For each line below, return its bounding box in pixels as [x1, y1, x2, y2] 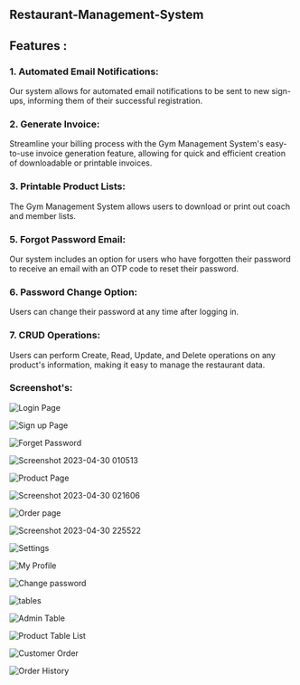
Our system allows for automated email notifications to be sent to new [9, 86, 270, 97]
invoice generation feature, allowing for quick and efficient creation [35, 148, 286, 159]
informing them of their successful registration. [27, 95, 203, 107]
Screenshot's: [9, 382, 73, 395]
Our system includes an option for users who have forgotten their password [9, 253, 291, 264]
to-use [9, 148, 34, 159]
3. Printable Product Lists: [9, 180, 127, 193]
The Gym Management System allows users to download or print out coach [9, 201, 291, 212]
